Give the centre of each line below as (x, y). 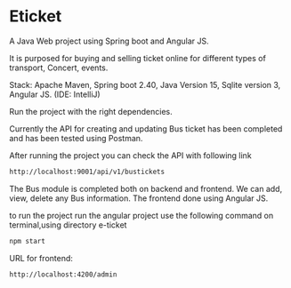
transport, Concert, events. (59, 68)
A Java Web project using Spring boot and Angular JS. (109, 41)
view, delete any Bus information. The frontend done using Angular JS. (139, 198)
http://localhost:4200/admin (63, 274)
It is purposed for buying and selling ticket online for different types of (138, 58)
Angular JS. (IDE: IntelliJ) (55, 94)
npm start (28, 241)
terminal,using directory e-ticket (68, 225)
